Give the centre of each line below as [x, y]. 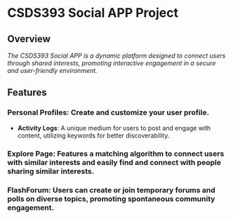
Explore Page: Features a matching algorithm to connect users [116, 154]
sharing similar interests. [51, 171]
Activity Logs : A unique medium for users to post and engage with [114, 128]
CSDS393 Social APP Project [93, 13]
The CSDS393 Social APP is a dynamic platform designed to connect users [116, 55]
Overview [29, 39]
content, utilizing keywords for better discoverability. [93, 135]
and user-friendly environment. [52, 71]
